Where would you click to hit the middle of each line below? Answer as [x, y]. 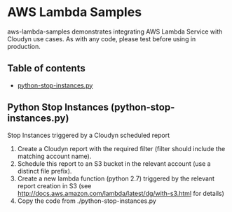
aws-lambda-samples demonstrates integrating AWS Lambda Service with [115, 31]
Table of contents [46, 68]
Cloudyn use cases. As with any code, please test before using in [102, 38]
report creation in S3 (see [54, 185]
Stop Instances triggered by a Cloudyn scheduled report [89, 135]
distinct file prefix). [45, 171]
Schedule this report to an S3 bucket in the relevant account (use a [114, 163]
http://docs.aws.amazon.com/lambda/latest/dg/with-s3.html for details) [121, 193]
